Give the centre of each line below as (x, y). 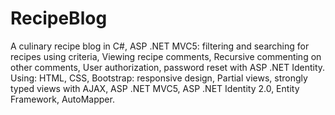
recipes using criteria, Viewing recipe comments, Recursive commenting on (166, 56)
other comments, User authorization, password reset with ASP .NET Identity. (168, 67)
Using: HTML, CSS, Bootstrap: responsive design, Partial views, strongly (159, 78)
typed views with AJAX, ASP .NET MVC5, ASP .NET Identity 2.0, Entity (155, 88)
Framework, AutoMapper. (62, 99)
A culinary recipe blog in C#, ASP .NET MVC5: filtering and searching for (160, 46)
